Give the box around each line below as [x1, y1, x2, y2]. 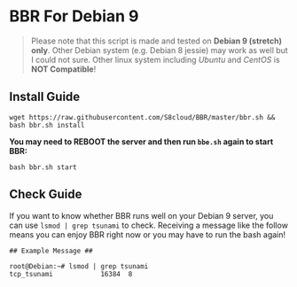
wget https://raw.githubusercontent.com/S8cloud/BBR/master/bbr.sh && [9, 112, 276, 121]
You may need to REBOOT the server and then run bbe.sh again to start [9, 136, 274, 147]
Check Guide [9, 187, 82, 202]
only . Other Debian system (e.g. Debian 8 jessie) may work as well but [30, 44, 288, 55]
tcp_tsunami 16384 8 [9, 269, 133, 278]
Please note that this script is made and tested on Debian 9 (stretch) [30, 35, 282, 46]
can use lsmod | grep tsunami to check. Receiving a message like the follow [9, 220, 288, 230]
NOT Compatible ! [30, 64, 97, 74]
